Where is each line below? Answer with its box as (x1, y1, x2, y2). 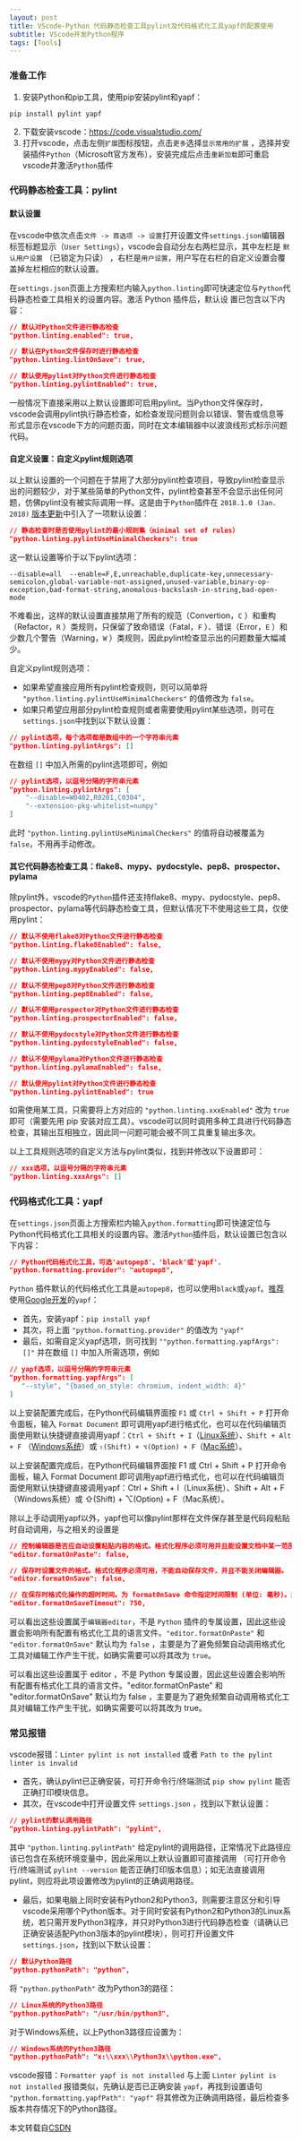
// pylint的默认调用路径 (9, 1816, 92, 1826)
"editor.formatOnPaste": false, (9, 1550, 130, 1559)
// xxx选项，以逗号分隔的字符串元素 (9, 1164, 127, 1174)
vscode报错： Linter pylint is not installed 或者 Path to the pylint (9, 1749, 273, 1760)
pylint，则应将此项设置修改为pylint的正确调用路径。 (9, 1876, 199, 1887)
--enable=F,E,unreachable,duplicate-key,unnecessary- (69, 570, 275, 579)
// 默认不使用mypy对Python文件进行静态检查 (9, 956, 155, 966)
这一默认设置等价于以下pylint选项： (9, 552, 140, 563)
